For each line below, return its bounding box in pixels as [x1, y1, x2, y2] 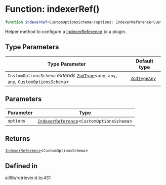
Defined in [5, 161, 38, 170]
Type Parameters [5, 43, 59, 51]
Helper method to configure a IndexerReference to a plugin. [5, 29, 126, 34]
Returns [5, 134, 31, 143]
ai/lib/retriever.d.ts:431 [5, 175, 51, 181]
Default [135, 58, 154, 64]
